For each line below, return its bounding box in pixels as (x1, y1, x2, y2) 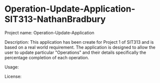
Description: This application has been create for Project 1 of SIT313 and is (4, 39, 154, 45)
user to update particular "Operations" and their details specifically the (4, 50, 146, 55)
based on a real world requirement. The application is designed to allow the (4, 44, 156, 50)
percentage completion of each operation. (4, 54, 89, 60)
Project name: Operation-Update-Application (4, 30, 94, 35)
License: (4, 73, 22, 79)
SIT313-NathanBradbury (4, 14, 106, 25)
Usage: (4, 64, 19, 70)
